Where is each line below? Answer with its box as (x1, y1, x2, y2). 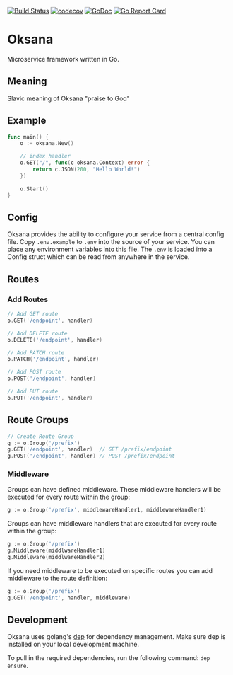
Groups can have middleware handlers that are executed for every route (7, 519, 217, 528)
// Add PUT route (7, 388, 59, 396)
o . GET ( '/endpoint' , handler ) (7, 317, 93, 324)
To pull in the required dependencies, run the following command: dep (7, 654, 210, 662)
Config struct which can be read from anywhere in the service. (7, 253, 190, 261)
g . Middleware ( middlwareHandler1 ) (7, 547, 106, 555)
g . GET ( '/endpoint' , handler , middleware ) (7, 594, 131, 601)
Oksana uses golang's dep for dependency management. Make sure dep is (7, 633, 226, 641)
